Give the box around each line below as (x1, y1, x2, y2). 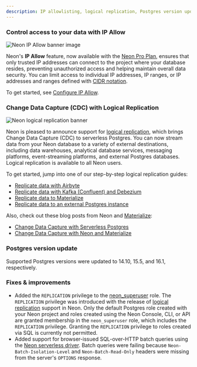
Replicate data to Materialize (14, 195, 84, 202)
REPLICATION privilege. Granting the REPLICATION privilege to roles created (14, 323, 191, 330)
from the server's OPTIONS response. (14, 354, 102, 361)
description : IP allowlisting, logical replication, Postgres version (6, 8, 182, 15)
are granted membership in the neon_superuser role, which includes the (14, 317, 186, 324)
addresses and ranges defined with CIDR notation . (6, 77, 128, 84)
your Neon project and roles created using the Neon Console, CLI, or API (14, 310, 191, 317)
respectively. (6, 264, 37, 271)
